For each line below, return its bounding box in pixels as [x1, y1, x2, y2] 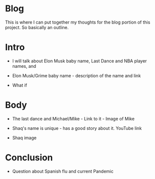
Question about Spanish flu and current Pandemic [12, 168, 114, 174]
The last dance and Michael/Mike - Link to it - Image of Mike [12, 116, 135, 121]
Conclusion [5, 152, 53, 163]
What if [12, 82, 27, 88]
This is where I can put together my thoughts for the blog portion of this [5, 19, 151, 25]
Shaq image [12, 135, 37, 141]
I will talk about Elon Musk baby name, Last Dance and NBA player [12, 58, 147, 64]
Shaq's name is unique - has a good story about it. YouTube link [12, 125, 142, 131]
